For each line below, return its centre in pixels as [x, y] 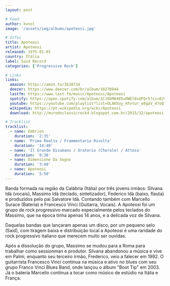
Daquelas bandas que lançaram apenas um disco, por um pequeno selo [80, 225]
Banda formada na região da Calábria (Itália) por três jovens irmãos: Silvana [84, 188]
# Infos [13, 38]
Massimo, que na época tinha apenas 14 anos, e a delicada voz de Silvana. [83, 215]
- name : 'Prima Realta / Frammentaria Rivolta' [61, 141]
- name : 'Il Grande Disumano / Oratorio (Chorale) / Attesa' [76, 150]
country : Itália [22, 56]
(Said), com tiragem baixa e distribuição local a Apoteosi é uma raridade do [84, 230]
